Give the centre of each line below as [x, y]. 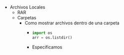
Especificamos [47, 47]
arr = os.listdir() [52, 37]
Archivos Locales [28, 7]
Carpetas [27, 18]
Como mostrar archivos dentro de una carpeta [72, 23]
